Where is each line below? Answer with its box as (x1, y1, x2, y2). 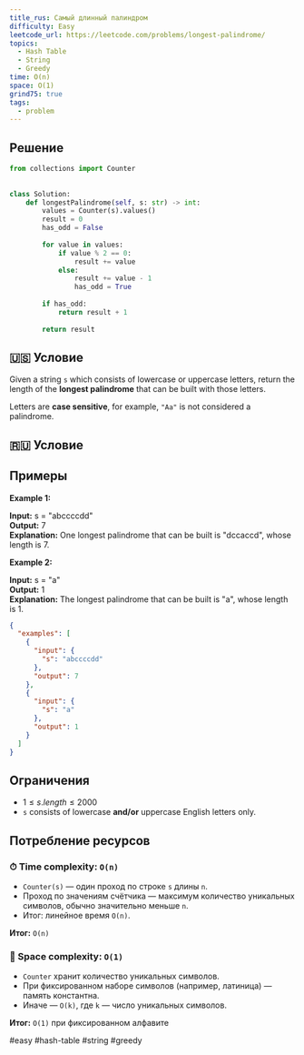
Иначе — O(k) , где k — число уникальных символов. (22, 1000, 227, 1010)
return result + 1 (57, 307, 128, 316)
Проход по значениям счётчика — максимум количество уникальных (22, 890, 295, 901)
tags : (9, 97, 30, 107)
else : (57, 266, 79, 275)
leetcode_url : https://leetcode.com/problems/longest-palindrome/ (9, 30, 266, 39)
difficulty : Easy (9, 22, 75, 31)
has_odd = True (74, 283, 132, 292)
